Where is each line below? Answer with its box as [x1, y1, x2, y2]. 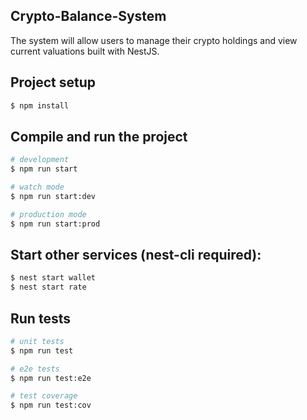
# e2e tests [10, 364, 60, 374]
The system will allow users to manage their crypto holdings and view [10, 34, 298, 46]
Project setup [10, 74, 97, 91]
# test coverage [10, 391, 78, 401]
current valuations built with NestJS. [10, 45, 160, 57]
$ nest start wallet [10, 273, 97, 283]
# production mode [10, 209, 87, 219]
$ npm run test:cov [10, 400, 92, 411]
